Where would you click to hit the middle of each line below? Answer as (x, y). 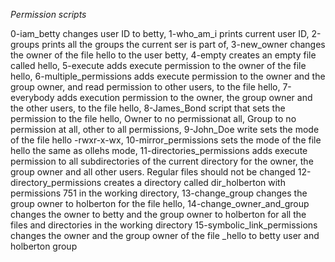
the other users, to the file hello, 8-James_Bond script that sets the (148, 108)
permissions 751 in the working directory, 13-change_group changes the (159, 193)
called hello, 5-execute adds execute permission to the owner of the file (158, 65)
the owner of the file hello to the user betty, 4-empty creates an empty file (163, 55)
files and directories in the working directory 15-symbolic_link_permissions (164, 225)
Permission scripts (48, 14)
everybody (32, 97)
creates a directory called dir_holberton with (194, 182)
